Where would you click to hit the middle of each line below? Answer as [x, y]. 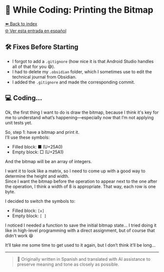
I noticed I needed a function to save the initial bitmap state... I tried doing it [81, 225]
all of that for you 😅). [33, 66]
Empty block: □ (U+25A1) [38, 152]
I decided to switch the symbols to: [40, 201]
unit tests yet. [19, 123]
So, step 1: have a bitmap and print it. [42, 132]
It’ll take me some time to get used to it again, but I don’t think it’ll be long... [81, 245]
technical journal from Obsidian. [44, 77]
